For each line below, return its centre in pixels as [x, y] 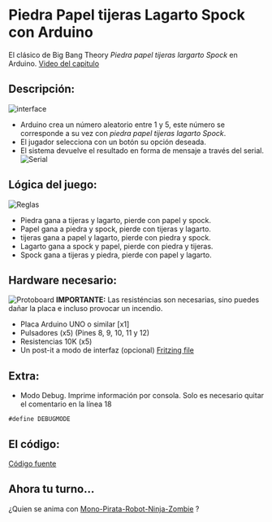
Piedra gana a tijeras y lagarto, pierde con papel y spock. [115, 220]
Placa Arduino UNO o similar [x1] [75, 324]
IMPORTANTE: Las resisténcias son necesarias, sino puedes [158, 300]
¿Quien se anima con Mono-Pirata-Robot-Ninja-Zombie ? [104, 509]
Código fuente [32, 463]
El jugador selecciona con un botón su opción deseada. [113, 142]
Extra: [24, 376]
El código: [34, 444]
